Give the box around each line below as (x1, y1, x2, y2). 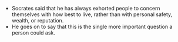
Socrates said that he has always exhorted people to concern (11, 5, 160, 12)
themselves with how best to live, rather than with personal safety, (11, 11, 173, 18)
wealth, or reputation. (11, 17, 64, 24)
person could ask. (11, 29, 56, 36)
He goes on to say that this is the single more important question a (11, 23, 173, 30)
